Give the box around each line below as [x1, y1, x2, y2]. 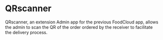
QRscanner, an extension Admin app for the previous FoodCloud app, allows [5, 19, 159, 25]
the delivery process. [5, 29, 48, 35]
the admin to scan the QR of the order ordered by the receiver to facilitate [5, 24, 153, 30]
